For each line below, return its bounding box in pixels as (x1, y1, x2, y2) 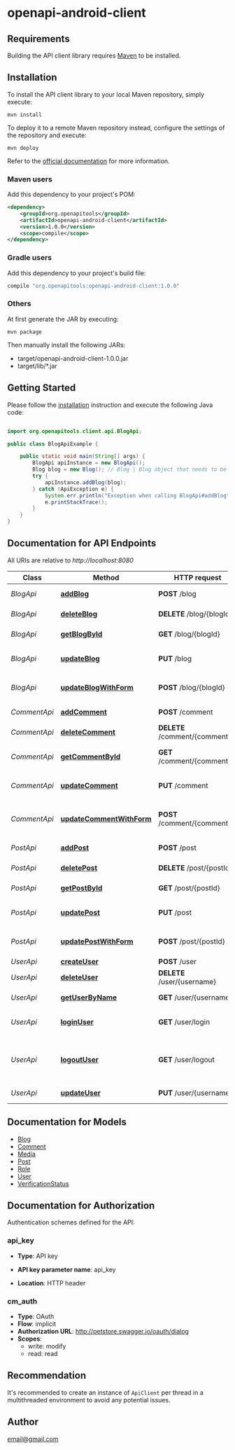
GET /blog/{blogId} (158, 629, 220, 639)
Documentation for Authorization (7, 1200, 155, 1212)
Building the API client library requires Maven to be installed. (7, 51, 181, 60)
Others (7, 299, 31, 309)
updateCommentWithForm (60, 814, 152, 824)
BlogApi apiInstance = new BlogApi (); (32, 460, 145, 467)
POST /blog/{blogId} (158, 682, 225, 692)
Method (92, 572, 120, 582)
